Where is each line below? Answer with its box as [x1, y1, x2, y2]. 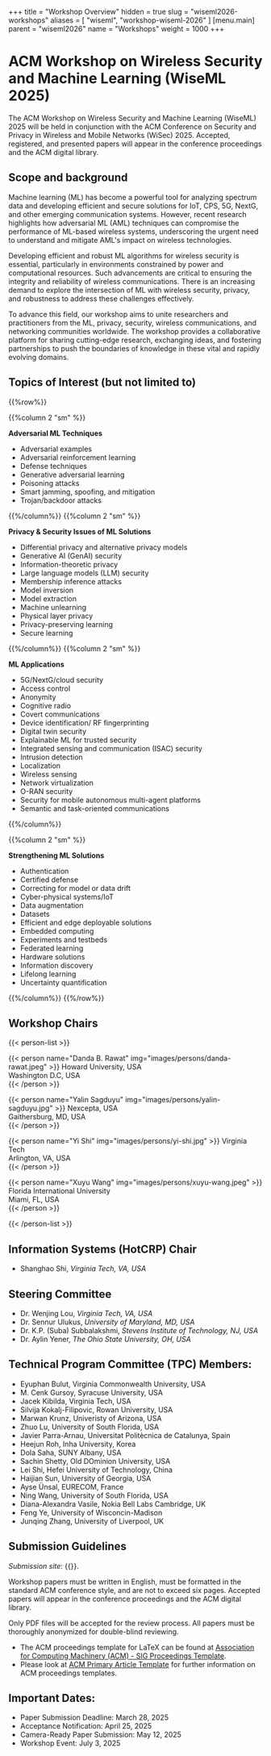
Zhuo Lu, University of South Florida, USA [19, 1422, 160, 1432]
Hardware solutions [19, 951, 85, 961]
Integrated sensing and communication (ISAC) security [19, 743, 203, 753]
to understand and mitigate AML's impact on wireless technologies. [8, 235, 232, 245]
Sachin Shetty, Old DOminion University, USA [19, 1456, 171, 1465]
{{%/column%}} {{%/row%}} [8, 993, 105, 1003]
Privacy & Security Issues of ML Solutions [8, 526, 152, 536]
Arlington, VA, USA [8, 1153, 71, 1163]
